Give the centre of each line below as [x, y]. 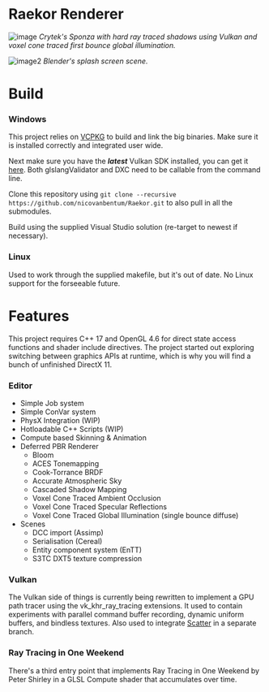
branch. [21, 632]
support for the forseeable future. [64, 283]
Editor [21, 385]
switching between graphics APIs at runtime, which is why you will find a [130, 356]
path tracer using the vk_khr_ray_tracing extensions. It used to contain [126, 606]
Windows [28, 119]
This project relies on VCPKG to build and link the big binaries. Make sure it [133, 137]
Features [39, 316]
